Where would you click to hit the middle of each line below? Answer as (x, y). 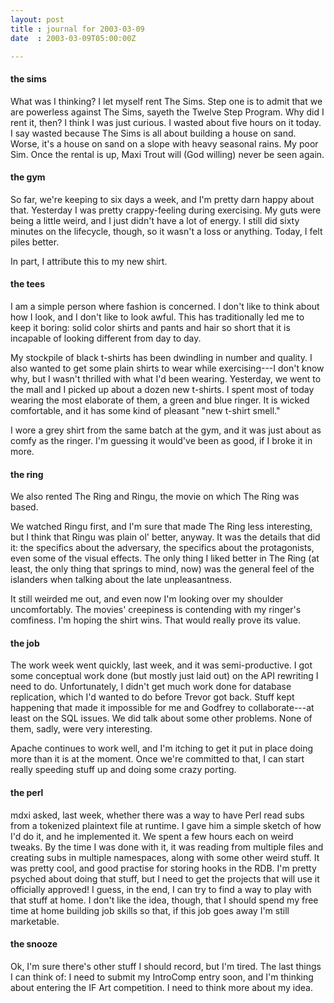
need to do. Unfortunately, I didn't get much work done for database (151, 687)
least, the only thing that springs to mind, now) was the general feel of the (162, 569)
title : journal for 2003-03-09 (77, 29)
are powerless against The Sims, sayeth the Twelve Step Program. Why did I (167, 112)
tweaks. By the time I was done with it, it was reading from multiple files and (167, 847)
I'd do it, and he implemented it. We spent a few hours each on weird (152, 836)
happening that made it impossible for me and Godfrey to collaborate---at (162, 708)
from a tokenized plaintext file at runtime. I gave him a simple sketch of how (166, 825)
